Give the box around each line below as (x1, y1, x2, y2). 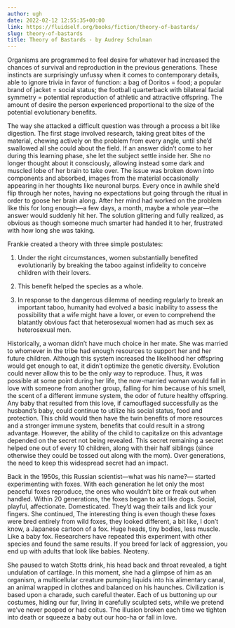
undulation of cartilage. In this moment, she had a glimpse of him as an (7, 568, 213, 577)
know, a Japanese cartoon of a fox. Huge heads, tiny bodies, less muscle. (7, 525, 221, 533)
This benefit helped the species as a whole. (17, 282, 144, 290)
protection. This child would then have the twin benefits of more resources (7, 414, 223, 423)
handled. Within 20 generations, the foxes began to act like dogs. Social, (7, 495, 217, 504)
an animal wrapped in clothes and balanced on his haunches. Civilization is (7, 583, 224, 591)
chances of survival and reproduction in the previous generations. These (7, 63, 217, 72)
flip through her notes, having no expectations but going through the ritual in (7, 189, 228, 198)
